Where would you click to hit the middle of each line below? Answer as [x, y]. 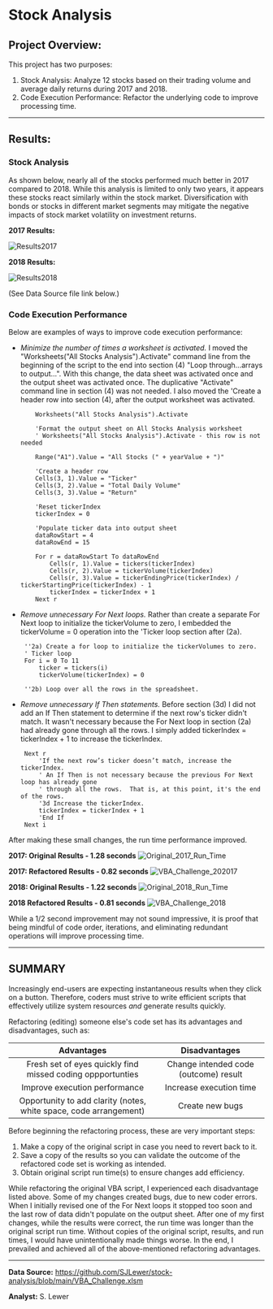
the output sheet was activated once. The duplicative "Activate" [127, 382]
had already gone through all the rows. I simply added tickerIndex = [133, 730]
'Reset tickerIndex [68, 507]
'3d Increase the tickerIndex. [91, 803]
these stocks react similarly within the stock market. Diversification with [128, 197]
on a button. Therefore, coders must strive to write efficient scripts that [127, 997]
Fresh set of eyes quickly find [83, 1064]
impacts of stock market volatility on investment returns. [102, 215]
